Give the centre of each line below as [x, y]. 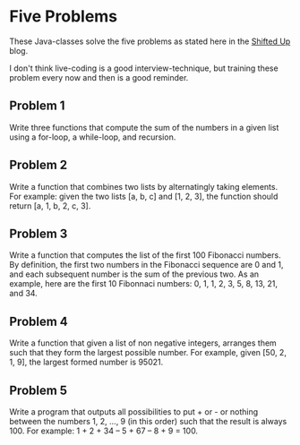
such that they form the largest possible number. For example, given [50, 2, [148, 353]
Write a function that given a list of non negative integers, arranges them [143, 343]
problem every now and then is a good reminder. [99, 77]
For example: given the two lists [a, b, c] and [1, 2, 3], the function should [144, 196]
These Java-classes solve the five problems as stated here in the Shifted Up [150, 41]
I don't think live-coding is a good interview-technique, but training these [144, 68]
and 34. [23, 294]
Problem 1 [37, 106]
